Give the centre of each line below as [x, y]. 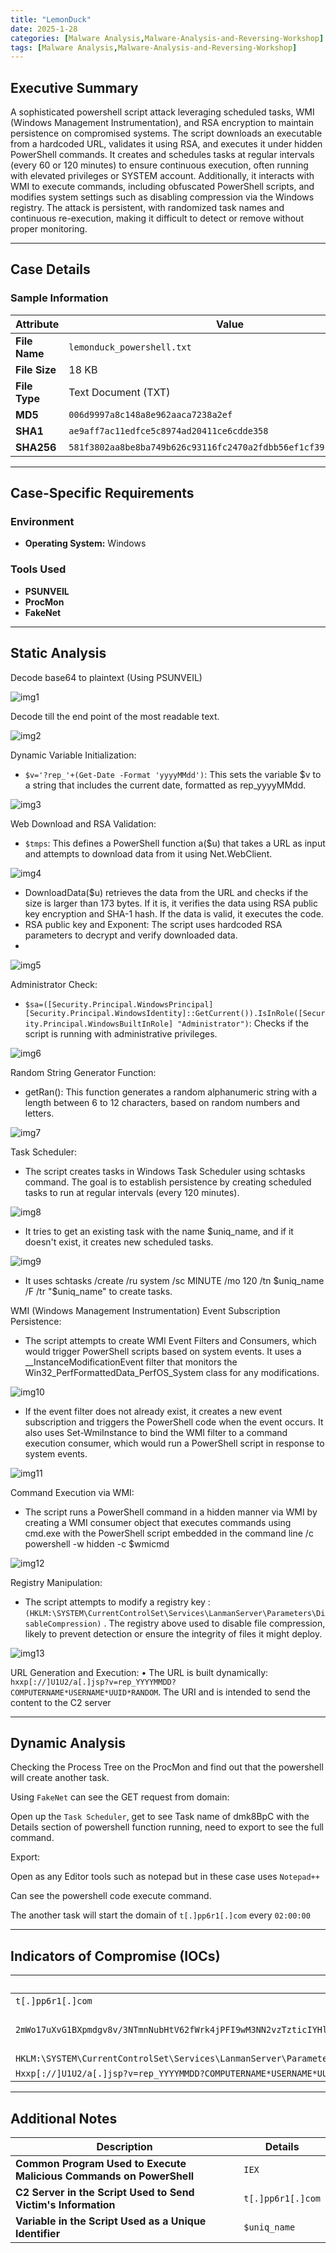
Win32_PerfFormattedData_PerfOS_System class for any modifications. [172, 1372]
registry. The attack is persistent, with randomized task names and [147, 208]
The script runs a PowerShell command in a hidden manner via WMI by [171, 1512]
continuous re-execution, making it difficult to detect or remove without [157, 218]
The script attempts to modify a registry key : [117, 1602]
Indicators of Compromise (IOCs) [115, 1956]
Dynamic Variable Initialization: [73, 755]
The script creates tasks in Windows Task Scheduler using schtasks [165, 1171]
